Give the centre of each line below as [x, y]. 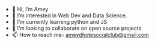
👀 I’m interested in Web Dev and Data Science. [69, 15]
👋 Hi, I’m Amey [30, 9]
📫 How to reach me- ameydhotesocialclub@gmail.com [80, 35]
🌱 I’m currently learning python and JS [59, 22]
